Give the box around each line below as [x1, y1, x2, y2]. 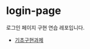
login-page [6, 4, 62, 17]
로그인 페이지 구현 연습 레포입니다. [6, 24, 85, 31]
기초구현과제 [14, 36, 44, 43]
